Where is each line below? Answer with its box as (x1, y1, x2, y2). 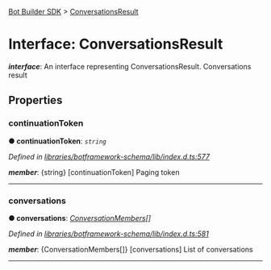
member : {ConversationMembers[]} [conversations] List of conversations (8, 244, 253, 254)
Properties (8, 93, 63, 107)
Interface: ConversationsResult (8, 35, 223, 53)
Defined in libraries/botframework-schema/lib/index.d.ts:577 (8, 152, 210, 161)
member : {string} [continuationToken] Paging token (8, 167, 180, 177)
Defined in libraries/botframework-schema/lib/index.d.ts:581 (8, 229, 210, 239)
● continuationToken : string (8, 136, 106, 146)
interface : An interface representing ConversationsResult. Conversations (8, 61, 252, 71)
